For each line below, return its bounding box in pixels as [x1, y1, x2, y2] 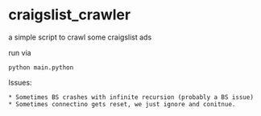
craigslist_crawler [8, 6, 131, 24]
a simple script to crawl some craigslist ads [8, 32, 152, 42]
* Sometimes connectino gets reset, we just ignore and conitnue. [8, 100, 236, 108]
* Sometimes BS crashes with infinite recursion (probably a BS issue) [8, 93, 254, 101]
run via [8, 48, 31, 57]
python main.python [8, 63, 74, 72]
